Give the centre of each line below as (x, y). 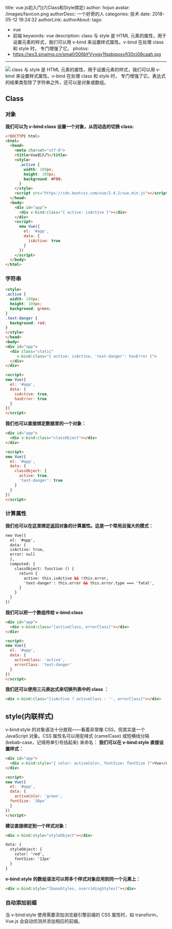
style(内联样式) (29, 716)
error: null (23, 554)
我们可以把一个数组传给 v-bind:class (44, 612)
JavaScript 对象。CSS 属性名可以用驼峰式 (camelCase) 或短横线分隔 (77, 736)
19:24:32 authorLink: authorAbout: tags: (60, 20)
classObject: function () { (44, 569)
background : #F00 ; (43, 179)
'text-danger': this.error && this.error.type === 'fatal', (89, 583)
